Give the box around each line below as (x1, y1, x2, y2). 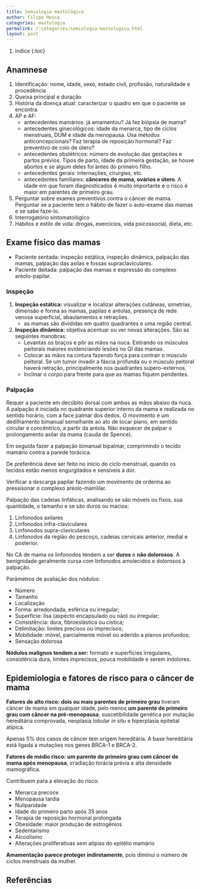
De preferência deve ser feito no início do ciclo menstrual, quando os (6, 461, 176, 468)
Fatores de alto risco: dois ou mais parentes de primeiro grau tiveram (6, 698, 180, 706)
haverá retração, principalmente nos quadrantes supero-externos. (23, 364, 187, 372)
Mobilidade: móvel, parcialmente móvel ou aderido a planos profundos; (14, 632, 190, 639)
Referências (6, 875, 53, 885)
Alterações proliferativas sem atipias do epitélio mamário (14, 840, 155, 847)
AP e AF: (14, 112, 37, 119)
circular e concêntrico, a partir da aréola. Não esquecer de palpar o (6, 425, 172, 432)
